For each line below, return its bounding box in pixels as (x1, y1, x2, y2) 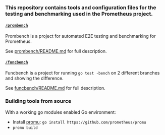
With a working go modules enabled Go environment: (5, 109, 116, 115)
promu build (12, 125, 38, 130)
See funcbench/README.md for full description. (5, 85, 106, 91)
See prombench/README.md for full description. (5, 48, 107, 54)
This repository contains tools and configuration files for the (5, 4, 156, 11)
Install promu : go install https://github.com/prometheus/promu (12, 119, 146, 125)
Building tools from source (5, 98, 72, 105)
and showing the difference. (5, 75, 64, 82)
